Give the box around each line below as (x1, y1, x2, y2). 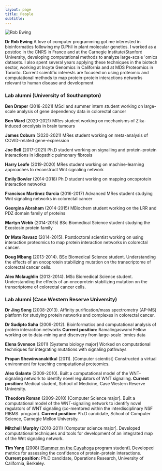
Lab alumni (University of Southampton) (5, 92, 102, 99)
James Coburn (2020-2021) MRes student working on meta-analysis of (5, 132, 148, 138)
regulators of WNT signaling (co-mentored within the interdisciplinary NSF (5, 406, 153, 411)
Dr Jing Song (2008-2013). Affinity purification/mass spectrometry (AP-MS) (5, 307, 157, 313)
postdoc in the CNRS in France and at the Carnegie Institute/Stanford (5, 49, 143, 55)
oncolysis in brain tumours (22, 123, 75, 129)
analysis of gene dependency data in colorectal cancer (16, 108, 127, 114)
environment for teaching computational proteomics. (5, 361, 110, 367)
